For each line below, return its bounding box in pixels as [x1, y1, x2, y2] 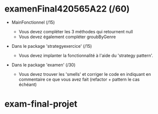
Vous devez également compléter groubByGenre [18, 34, 116, 40]
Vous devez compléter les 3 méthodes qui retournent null [18, 28, 133, 34]
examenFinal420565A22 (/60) [4, 3, 130, 14]
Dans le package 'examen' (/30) [11, 62, 76, 68]
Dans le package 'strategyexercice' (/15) [11, 43, 92, 49]
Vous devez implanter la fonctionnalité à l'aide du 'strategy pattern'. [18, 52, 153, 58]
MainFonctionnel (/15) [11, 19, 55, 25]
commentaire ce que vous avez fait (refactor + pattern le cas [18, 76, 140, 82]
